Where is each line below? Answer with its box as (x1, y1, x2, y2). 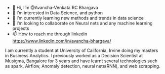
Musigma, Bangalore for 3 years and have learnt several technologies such (5, 58, 158, 64)
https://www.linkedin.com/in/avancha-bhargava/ (12, 38, 111, 44)
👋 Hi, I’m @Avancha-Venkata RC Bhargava (12, 5, 98, 10)
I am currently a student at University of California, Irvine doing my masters (5, 48, 158, 53)
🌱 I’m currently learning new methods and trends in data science (12, 15, 144, 21)
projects (12, 25, 30, 31)
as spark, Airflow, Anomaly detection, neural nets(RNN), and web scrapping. (5, 63, 161, 69)
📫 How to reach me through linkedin (12, 31, 87, 37)
